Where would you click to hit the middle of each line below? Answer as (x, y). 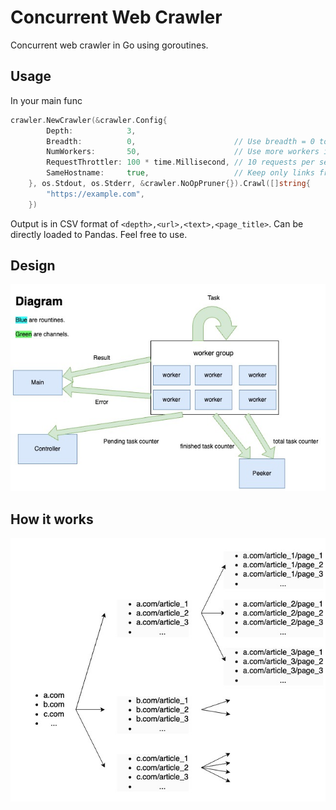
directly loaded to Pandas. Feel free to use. (99, 234)
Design (33, 266)
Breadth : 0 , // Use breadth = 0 (180, 141)
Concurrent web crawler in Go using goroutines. (109, 45)
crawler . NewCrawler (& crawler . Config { (89, 120)
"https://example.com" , (95, 194)
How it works (52, 519)
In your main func (46, 100)
